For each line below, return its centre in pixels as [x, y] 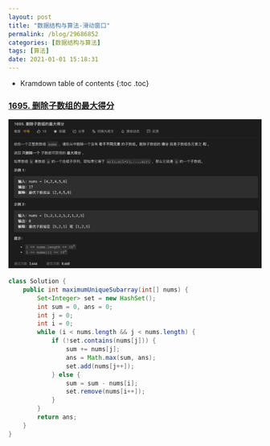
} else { [66, 374]
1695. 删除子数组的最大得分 [61, 105]
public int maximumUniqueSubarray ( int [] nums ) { [106, 290]
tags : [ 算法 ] [29, 51]
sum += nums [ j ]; [93, 349]
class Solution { [37, 282]
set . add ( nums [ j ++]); [100, 366]
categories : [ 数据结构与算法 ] [55, 43]
